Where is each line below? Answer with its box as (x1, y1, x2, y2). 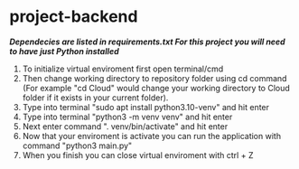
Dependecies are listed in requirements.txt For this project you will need (9, 36, 286, 47)
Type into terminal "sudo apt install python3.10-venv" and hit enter (22, 101, 269, 112)
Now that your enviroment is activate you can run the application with (22, 130, 282, 141)
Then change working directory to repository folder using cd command (22, 72, 287, 83)
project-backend (9, 6, 138, 27)
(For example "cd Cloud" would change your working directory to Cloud (22, 82, 291, 93)
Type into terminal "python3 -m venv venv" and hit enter (22, 111, 233, 122)
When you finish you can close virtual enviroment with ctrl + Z (22, 149, 254, 160)
